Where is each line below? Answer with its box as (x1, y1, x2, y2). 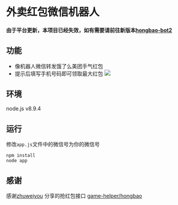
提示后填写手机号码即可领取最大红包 (14, 70, 103, 77)
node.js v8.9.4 (6, 105, 41, 112)
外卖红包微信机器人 (6, 5, 100, 19)
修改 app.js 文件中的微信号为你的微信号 (6, 141, 100, 148)
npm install (6, 153, 35, 159)
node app (6, 158, 28, 164)
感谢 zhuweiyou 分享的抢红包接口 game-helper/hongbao (6, 193, 143, 200)
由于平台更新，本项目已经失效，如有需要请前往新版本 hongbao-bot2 (6, 26, 173, 33)
